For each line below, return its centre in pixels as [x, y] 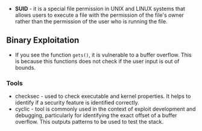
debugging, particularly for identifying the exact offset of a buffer [96, 115]
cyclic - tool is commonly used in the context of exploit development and [105, 109]
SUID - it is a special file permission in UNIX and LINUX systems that [100, 9]
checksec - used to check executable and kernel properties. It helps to [103, 96]
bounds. [25, 67]
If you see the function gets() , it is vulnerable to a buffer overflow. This [103, 55]
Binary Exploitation [43, 41]
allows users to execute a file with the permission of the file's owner [99, 15]
